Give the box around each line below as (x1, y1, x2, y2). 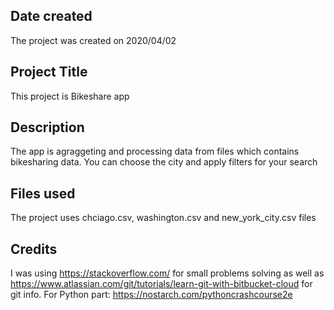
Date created (10, 8, 93, 25)
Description (10, 119, 85, 136)
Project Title (10, 64, 88, 81)
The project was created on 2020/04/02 (10, 34, 177, 46)
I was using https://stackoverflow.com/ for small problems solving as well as (10, 267, 325, 279)
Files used (10, 185, 76, 202)
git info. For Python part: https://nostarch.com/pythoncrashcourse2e (10, 289, 293, 301)
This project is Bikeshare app (10, 90, 130, 102)
